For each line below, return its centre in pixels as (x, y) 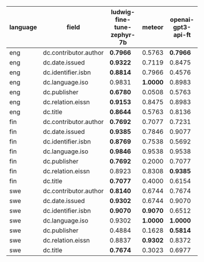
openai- (182, 19)
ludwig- (123, 12)
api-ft (182, 35)
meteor (153, 27)
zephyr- (123, 35)
